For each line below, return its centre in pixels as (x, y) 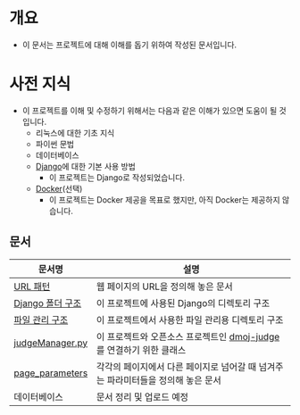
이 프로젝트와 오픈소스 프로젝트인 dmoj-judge (188, 336)
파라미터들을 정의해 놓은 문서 (164, 380)
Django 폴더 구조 (48, 303)
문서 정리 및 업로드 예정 (143, 396)
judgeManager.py (51, 343)
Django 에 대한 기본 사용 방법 (85, 166)
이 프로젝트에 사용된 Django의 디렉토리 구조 (183, 303)
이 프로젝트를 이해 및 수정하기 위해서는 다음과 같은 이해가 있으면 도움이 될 (150, 110)
